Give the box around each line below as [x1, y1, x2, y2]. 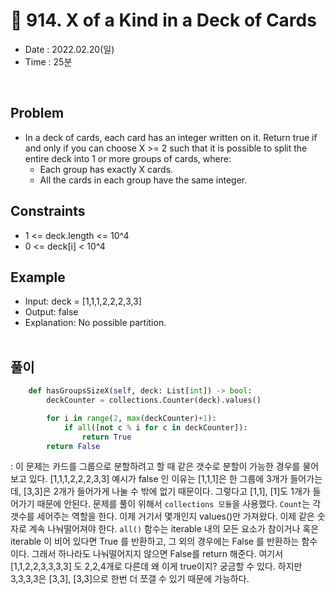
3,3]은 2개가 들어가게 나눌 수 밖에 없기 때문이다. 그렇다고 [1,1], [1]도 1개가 [26, 485, 311, 498]
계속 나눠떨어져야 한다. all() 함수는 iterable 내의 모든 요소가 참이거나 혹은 [28, 523, 320, 535]
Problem [10, 105, 65, 122]
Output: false [24, 306, 79, 318]
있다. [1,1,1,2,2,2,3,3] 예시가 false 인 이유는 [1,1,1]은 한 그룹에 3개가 [28, 473, 288, 485]
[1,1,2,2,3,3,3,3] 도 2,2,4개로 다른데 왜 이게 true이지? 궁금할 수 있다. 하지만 [10, 560, 303, 573]
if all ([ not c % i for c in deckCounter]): [63, 422, 248, 433]
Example [10, 269, 66, 286]
